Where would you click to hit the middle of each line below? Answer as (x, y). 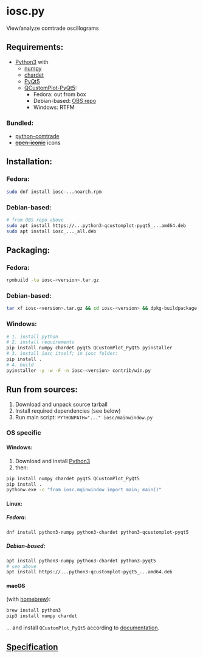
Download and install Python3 (53, 461)
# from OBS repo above (35, 220)
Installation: (29, 162)
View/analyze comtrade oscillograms (53, 28)
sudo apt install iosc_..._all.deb (51, 231)
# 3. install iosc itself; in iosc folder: (62, 354)
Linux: (14, 503)
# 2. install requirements (40, 342)
